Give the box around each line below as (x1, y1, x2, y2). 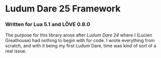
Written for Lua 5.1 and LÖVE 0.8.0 (5, 21, 91, 28)
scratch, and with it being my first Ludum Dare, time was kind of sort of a (5, 43, 156, 49)
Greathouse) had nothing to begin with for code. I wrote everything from (5, 37, 155, 43)
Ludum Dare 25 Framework (5, 3, 121, 14)
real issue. (5, 48, 27, 54)
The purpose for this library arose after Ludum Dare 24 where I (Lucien (5, 32, 152, 38)
